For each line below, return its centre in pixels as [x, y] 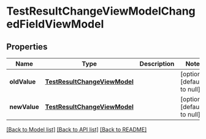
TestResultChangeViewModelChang [101, 11]
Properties [27, 47]
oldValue [23, 82]
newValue [24, 107]
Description [157, 64]
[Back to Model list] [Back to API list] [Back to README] [77, 130]
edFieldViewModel [55, 24]
